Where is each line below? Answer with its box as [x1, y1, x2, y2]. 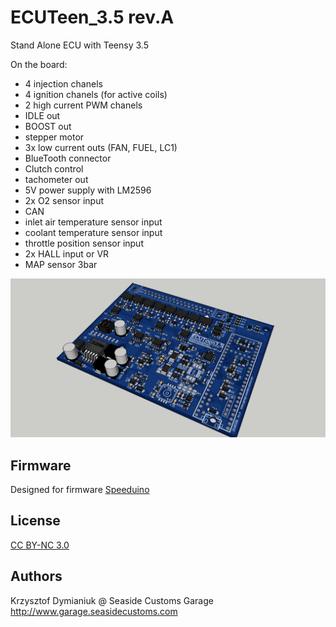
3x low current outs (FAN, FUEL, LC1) [24, 141, 178, 153]
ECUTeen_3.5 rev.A [10, 6, 175, 29]
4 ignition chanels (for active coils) [24, 88, 168, 100]
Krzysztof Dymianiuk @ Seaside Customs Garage [10, 594, 214, 606]
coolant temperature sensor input [24, 226, 163, 238]
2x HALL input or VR [24, 247, 110, 260]
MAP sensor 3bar [24, 258, 98, 270]
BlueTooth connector [24, 152, 112, 164]
